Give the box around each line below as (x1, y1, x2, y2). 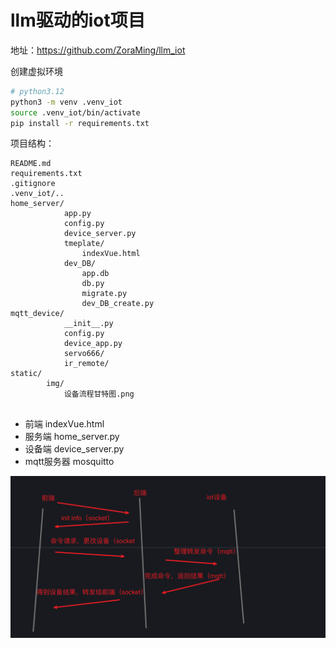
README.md (10, 159, 52, 169)
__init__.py (63, 319, 114, 329)
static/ (10, 369, 43, 379)
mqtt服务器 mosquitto (24, 456, 115, 468)
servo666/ (63, 349, 105, 359)
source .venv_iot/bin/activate (10, 107, 141, 118)
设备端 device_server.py (24, 443, 125, 455)
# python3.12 (10, 86, 65, 96)
